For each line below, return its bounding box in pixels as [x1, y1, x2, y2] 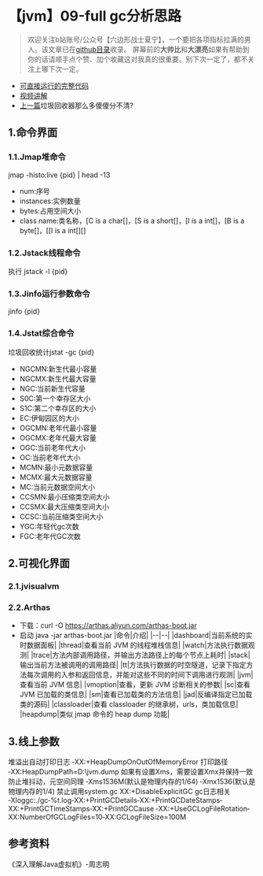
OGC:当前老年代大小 [19, 443, 86, 452]
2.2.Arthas [8, 602, 51, 613]
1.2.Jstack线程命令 [8, 247, 81, 258]
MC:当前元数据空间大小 [19, 482, 96, 492]
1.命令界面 [8, 126, 58, 139]
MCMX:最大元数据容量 [19, 472, 93, 481]
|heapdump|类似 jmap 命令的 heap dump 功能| [19, 710, 170, 719]
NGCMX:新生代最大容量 [19, 373, 97, 383]
